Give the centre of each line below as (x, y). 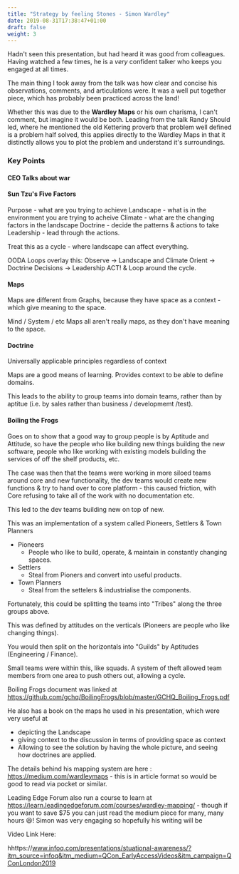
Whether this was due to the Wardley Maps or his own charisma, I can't (113, 112)
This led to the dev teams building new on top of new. (86, 509)
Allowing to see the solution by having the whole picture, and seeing (118, 747)
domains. (21, 383)
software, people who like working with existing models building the (107, 451)
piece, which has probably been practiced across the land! (94, 98)
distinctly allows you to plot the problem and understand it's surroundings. (116, 143)
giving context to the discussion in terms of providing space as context (122, 739)
